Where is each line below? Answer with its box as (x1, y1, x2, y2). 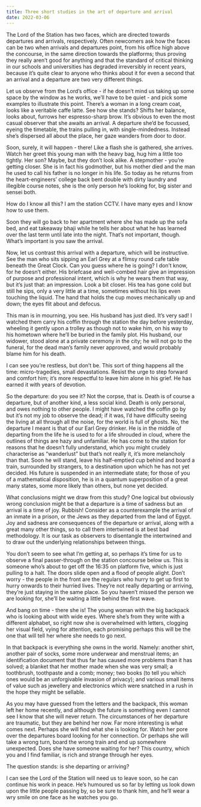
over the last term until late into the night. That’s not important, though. (6, 231, 181, 238)
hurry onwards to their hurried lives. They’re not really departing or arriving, (6, 581, 194, 589)
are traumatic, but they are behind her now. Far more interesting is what (6, 719, 183, 726)
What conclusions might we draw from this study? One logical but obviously (6, 494, 194, 501)
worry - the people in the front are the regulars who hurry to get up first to (6, 575, 190, 583)
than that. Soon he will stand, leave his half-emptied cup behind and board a (6, 456, 195, 464)
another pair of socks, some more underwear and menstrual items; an (6, 650, 179, 657)
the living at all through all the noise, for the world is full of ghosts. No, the (6, 418, 189, 425)
